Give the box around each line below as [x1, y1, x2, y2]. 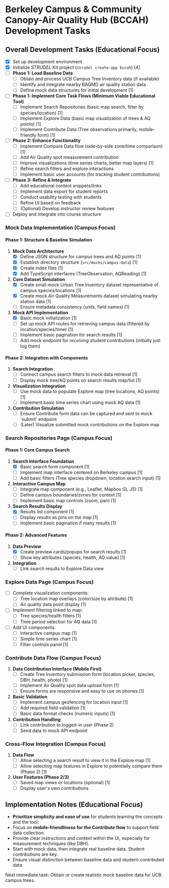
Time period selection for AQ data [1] [20, 619, 97, 625]
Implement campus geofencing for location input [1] [20, 699, 128, 705]
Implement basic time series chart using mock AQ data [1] [20, 399, 141, 406]
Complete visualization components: [12, 590, 89, 596]
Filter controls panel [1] [20, 641, 68, 648]
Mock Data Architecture [12, 248, 64, 254]
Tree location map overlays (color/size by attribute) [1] [20, 596, 133, 602]
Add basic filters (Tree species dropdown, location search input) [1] [20, 475, 161, 481]
